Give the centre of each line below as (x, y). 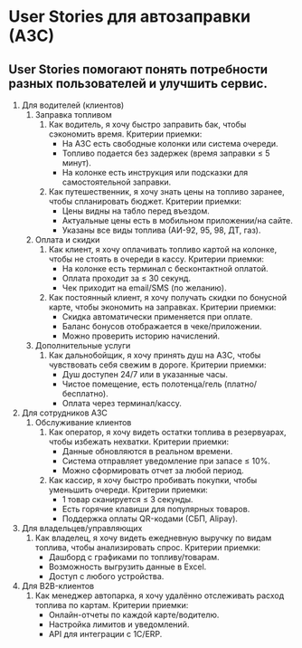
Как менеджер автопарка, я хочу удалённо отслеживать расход (160, 596)
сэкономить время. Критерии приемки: (125, 134)
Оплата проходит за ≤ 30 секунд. (127, 278)
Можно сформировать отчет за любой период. (153, 471)
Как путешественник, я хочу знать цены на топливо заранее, (167, 191)
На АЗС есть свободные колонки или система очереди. (170, 143)
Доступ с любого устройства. (106, 576)
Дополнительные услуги (83, 345)
